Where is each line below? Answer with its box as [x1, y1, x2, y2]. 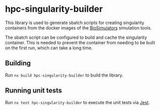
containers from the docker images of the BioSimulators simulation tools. [5, 25, 152, 30]
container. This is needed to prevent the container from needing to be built [5, 39, 155, 45]
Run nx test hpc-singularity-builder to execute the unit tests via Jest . [5, 99, 150, 105]
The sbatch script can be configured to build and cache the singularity [5, 34, 147, 40]
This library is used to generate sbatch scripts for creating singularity [5, 20, 144, 26]
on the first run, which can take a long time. [5, 45, 93, 51]
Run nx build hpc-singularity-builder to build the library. [5, 72, 123, 78]
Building [5, 59, 31, 67]
